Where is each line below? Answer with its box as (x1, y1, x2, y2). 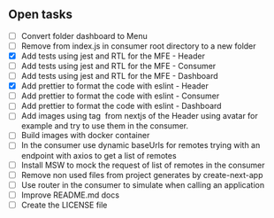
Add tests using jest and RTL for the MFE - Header (20, 51, 205, 61)
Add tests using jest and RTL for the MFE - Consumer (20, 61, 217, 71)
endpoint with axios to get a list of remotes (20, 150, 178, 160)
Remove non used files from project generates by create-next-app (20, 169, 263, 180)
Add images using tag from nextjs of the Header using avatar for (20, 111, 258, 121)
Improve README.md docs (20, 190, 120, 200)
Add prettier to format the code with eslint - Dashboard (20, 101, 222, 112)
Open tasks (8, 7, 72, 22)
